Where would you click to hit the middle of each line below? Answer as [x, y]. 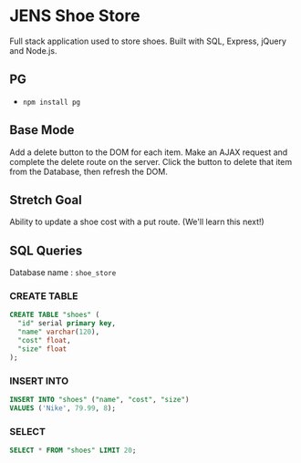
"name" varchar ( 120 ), [59, 332]
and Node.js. [33, 50]
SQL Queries [46, 250]
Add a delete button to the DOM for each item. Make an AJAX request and [149, 152]
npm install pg [52, 102]
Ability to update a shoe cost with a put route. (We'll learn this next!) [137, 222]
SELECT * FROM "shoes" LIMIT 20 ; [73, 451]
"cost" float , [44, 341]
